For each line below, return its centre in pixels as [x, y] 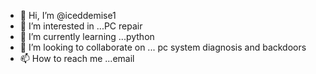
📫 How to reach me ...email [77, 58]
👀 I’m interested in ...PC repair [81, 26]
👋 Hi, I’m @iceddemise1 [68, 15]
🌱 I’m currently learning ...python [87, 36]
